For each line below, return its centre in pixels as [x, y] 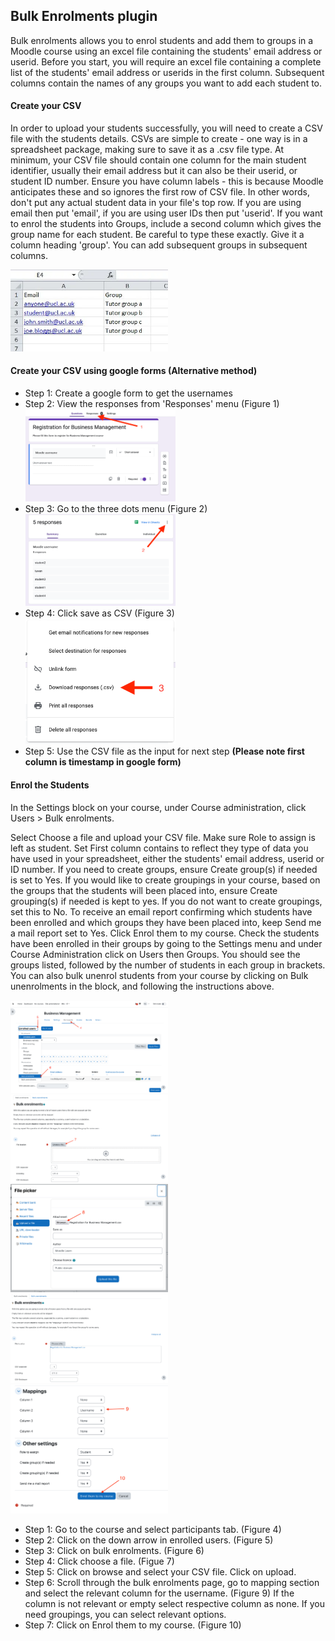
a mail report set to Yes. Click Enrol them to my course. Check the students [165, 933]
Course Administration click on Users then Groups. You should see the [155, 954]
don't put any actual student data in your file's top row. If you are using [156, 203]
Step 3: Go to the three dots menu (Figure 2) [116, 508]
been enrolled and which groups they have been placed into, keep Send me [166, 922]
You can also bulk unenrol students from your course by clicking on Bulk [159, 975]
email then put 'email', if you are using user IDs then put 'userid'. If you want [166, 213]
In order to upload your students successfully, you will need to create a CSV [166, 128]
